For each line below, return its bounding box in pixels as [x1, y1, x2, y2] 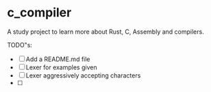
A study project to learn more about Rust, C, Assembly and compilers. [7, 27, 204, 36]
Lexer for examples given [25, 63, 97, 71]
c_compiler [7, 5, 72, 21]
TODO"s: [7, 41, 33, 49]
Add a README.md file [25, 55, 90, 63]
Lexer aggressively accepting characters [25, 71, 141, 80]
